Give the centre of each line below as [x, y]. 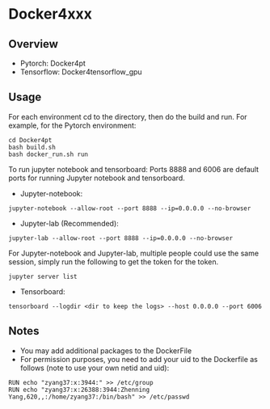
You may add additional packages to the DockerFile [106, 350]
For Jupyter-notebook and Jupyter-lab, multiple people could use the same [134, 253]
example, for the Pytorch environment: [72, 125]
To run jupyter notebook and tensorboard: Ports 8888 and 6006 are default [134, 169]
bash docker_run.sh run [49, 154]
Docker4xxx [51, 14]
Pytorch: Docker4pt [53, 63]
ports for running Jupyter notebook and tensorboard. [97, 178]
